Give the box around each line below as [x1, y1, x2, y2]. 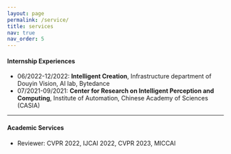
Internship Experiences [7, 56, 76, 65]
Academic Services [7, 123, 64, 131]
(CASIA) [16, 101, 41, 110]
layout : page [7, 10, 45, 17]
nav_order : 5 [7, 36, 45, 43]
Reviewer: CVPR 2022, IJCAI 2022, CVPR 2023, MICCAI [16, 139, 176, 147]
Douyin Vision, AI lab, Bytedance [16, 80, 110, 88]
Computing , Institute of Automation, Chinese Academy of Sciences [16, 94, 208, 102]
